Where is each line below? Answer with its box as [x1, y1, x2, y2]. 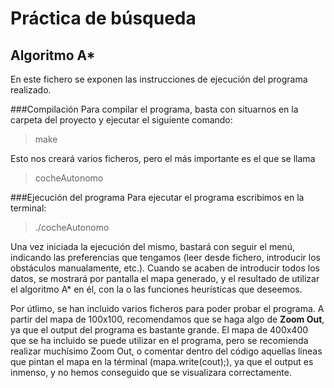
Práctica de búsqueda [10, 7, 197, 30]
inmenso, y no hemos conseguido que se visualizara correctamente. [10, 367, 292, 378]
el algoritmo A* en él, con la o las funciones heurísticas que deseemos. [10, 283, 303, 295]
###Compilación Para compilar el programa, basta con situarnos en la [10, 103, 299, 115]
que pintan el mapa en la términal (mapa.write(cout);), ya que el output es [10, 356, 314, 367]
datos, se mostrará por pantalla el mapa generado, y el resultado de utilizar [10, 273, 320, 284]
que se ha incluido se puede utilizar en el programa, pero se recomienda [10, 335, 309, 346]
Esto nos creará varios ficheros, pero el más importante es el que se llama [10, 153, 316, 164]
